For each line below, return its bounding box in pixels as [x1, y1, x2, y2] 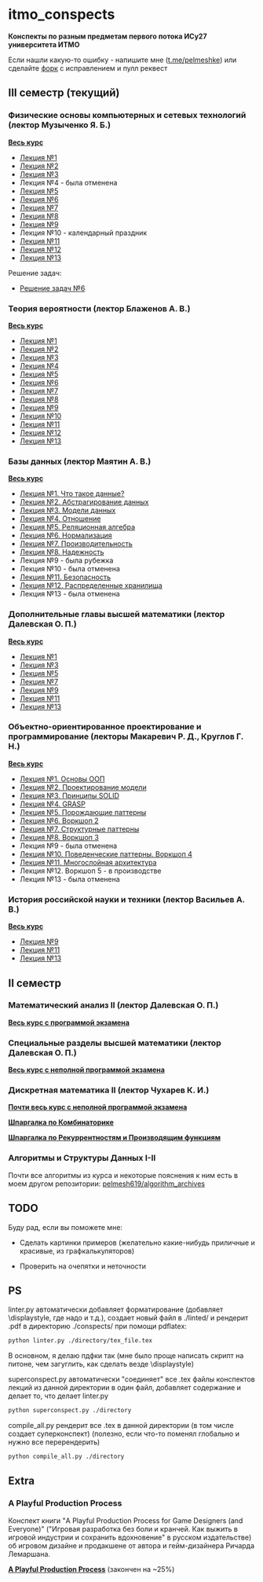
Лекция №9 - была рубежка [19, 556, 114, 565]
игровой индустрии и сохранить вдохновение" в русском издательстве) [8, 1532, 252, 1542]
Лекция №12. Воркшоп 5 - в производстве [19, 866, 162, 875]
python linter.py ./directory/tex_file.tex [8, 1337, 153, 1345]
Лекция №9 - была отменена [19, 841, 118, 850]
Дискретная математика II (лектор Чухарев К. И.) [8, 1085, 210, 1096]
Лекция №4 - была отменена [19, 178, 118, 187]
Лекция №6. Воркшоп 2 [19, 816, 100, 825]
